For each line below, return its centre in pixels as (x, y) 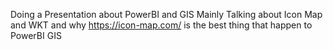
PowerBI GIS (36, 35)
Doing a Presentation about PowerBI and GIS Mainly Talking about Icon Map (166, 14)
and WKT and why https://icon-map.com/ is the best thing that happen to (161, 25)
